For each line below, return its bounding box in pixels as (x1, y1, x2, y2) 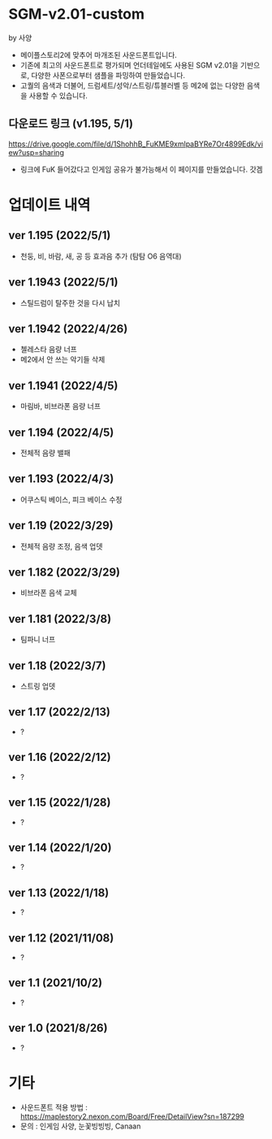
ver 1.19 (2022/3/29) (8, 519, 114, 533)
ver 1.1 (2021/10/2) (8, 976, 103, 990)
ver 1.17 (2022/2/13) (8, 705, 111, 719)
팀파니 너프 (19, 635, 56, 645)
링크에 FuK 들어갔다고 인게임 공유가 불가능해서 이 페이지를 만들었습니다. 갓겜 (19, 164, 263, 174)
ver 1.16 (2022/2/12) (8, 750, 111, 764)
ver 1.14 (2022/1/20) (8, 841, 112, 854)
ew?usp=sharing (8, 147, 65, 157)
